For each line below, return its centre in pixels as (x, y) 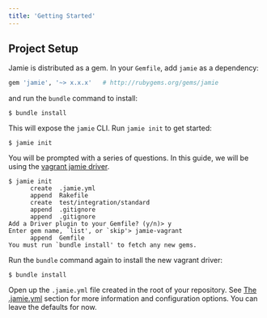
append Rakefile (59, 196)
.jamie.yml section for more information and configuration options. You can (133, 299)
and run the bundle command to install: (73, 99)
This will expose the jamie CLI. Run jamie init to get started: (110, 128)
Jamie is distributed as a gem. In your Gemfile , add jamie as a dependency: (133, 68)
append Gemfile (57, 238)
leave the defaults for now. (53, 307)
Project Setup (44, 49)
